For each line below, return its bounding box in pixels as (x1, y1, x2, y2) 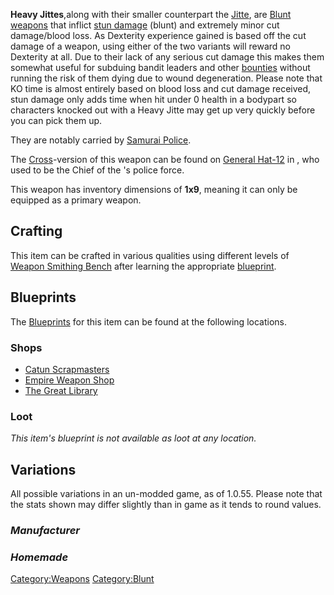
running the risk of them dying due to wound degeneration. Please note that (10, 72, 323, 84)
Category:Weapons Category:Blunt (10, 573, 155, 585)
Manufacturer (10, 523, 81, 537)
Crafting (10, 223, 63, 240)
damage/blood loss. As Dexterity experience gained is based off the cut (10, 30, 307, 41)
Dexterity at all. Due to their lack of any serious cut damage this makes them (10, 51, 325, 63)
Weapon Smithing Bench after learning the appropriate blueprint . (10, 260, 277, 272)
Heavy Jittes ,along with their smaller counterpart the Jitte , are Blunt (10, 9, 292, 20)
